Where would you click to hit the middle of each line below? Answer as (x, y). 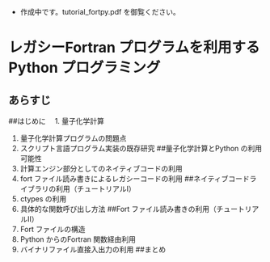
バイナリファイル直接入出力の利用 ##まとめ (93, 249)
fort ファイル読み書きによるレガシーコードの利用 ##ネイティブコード (135, 179)
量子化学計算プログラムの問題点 (73, 138)
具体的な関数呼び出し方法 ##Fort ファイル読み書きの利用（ (118, 209)
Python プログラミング (84, 68)
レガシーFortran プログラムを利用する (134, 48)
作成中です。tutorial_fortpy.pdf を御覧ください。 (100, 12)
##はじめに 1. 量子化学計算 (57, 121)
